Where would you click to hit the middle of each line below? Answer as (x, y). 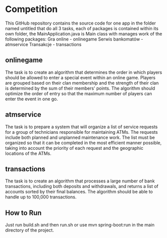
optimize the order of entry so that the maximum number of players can (79, 93)
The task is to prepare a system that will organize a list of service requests (82, 127)
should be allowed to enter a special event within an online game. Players (80, 77)
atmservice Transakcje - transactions (43, 44)
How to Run (23, 213)
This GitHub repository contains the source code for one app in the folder (81, 23)
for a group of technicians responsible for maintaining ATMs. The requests (82, 132)
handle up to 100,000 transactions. (41, 197)
